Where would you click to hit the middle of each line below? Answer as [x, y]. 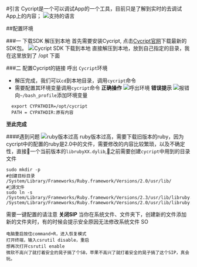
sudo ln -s [19, 192]
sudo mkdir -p [23, 170]
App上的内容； [24, 16]
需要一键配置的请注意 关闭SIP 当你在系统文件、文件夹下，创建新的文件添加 [96, 214]
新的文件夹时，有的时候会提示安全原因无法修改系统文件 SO [77, 222]
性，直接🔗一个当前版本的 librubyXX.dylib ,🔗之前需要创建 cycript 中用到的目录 [98, 151]
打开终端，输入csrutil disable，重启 [48, 240]
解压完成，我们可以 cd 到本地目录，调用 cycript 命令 [75, 80]
